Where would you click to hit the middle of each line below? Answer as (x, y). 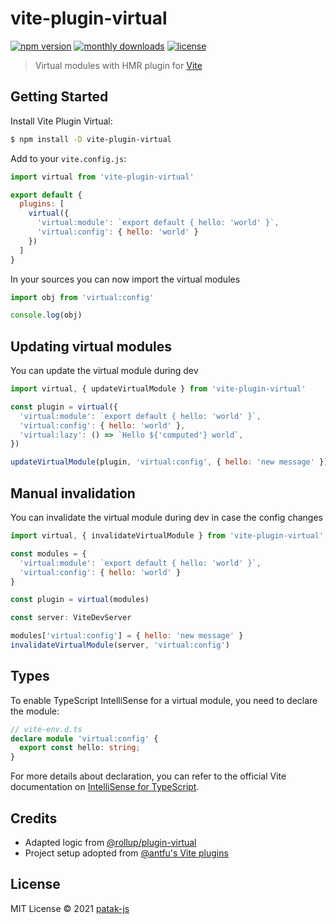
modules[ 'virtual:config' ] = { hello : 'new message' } (127, 636)
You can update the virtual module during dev (104, 371)
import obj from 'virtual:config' (82, 297)
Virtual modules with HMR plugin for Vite (118, 65)
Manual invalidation (73, 493)
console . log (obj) (46, 315)
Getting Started (59, 97)
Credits (34, 818)
